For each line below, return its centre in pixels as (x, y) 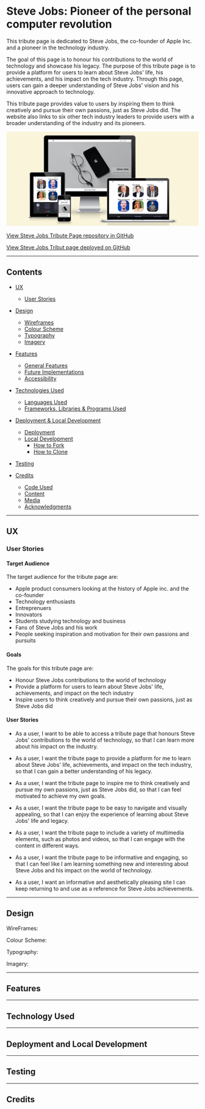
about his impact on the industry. (56, 746)
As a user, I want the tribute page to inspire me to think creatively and (103, 783)
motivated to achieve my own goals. (60, 796)
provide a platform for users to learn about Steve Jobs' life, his (85, 72)
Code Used (38, 487)
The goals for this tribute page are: (50, 668)
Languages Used (45, 402)
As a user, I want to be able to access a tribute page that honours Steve (105, 733)
